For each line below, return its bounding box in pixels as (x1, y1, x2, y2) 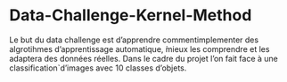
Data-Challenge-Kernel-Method (9, 5, 252, 26)
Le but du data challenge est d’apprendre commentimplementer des (9, 34, 259, 45)
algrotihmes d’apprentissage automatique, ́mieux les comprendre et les (9, 43, 270, 54)
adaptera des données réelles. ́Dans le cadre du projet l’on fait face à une (9, 53, 278, 63)
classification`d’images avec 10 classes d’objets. (9, 63, 187, 73)
